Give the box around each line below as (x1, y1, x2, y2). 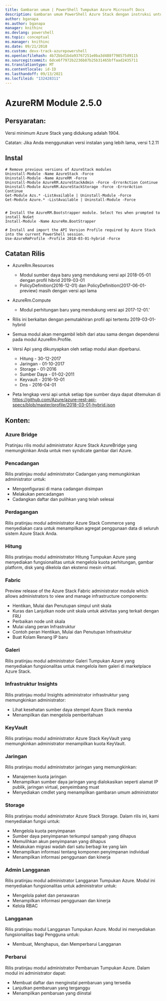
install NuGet (5, 214, 35, 220)
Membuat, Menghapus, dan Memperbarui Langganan (12, 941, 122, 947)
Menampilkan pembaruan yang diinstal (12, 990, 91, 996)
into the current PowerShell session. (5, 231, 85, 237)
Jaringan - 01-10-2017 (19, 361, 65, 367)
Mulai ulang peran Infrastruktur (12, 624, 76, 630)
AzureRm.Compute (12, 297, 51, 304)
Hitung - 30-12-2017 (19, 356, 61, 362)
